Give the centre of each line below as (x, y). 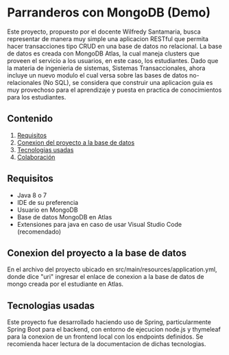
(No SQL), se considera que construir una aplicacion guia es (128, 82)
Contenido (30, 119)
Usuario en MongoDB (47, 210)
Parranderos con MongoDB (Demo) (109, 13)
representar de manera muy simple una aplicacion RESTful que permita (108, 38)
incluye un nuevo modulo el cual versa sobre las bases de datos (98, 75)
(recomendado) (39, 232)
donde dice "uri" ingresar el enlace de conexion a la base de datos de (106, 277)
